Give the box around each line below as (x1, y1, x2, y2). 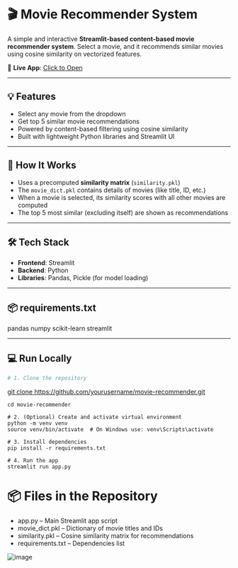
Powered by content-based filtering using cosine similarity (17, 124, 188, 133)
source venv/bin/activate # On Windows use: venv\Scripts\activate (7, 425, 214, 433)
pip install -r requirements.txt (7, 445, 106, 452)
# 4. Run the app (7, 457, 59, 464)
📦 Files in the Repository (7, 488, 158, 504)
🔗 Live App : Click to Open (7, 63, 83, 72)
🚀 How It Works (7, 160, 76, 172)
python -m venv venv (7, 420, 69, 427)
